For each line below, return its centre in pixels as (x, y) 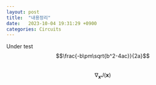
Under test (20, 46)
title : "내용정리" (28, 18)
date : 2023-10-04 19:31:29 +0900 (52, 23)
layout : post (23, 12)
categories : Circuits (34, 29)
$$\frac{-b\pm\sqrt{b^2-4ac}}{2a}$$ (103, 56)
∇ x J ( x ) (103, 76)
